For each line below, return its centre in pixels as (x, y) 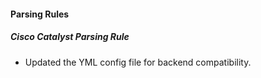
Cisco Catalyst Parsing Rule (70, 37)
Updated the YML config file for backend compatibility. (138, 62)
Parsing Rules (40, 14)
